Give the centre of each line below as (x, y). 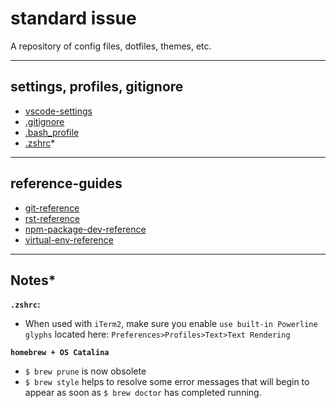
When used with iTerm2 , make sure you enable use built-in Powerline (171, 324)
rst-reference (52, 218)
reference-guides (66, 183)
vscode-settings (58, 111)
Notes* (33, 280)
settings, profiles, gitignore (97, 87)
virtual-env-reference (69, 239)
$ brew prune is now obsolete (85, 371)
